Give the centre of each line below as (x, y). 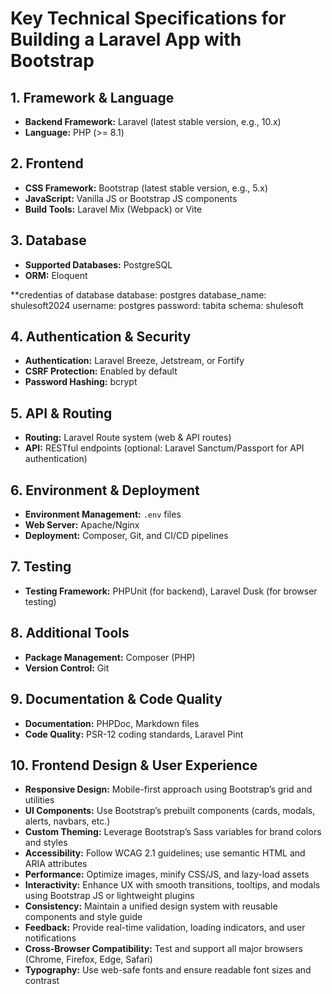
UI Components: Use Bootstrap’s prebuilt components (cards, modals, (170, 811)
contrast (42, 981)
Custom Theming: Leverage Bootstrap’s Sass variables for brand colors (173, 832)
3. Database (48, 240)
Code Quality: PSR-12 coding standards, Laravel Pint (134, 734)
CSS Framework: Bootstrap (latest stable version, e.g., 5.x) (146, 188)
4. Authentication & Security (101, 337)
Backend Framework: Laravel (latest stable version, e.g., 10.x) (153, 121)
